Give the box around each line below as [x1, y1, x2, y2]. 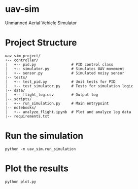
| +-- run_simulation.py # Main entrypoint [5, 101, 109, 106]
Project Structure [5, 37, 77, 48]
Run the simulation [5, 130, 84, 142]
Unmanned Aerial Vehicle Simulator [5, 20, 77, 26]
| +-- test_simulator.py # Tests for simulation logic [5, 83, 134, 88]
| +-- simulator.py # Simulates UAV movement [5, 66, 125, 71]
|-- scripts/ [5, 96, 32, 102]
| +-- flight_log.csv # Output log [5, 92, 98, 97]
